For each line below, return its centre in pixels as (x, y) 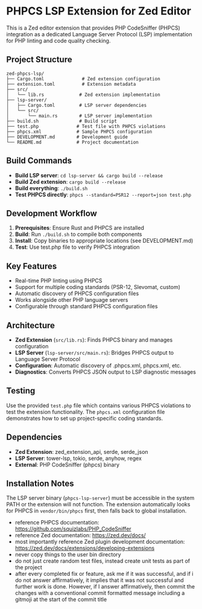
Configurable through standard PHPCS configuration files (86, 307)
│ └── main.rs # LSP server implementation (79, 116)
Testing (21, 391)
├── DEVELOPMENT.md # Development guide (67, 137)
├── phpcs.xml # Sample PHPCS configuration (79, 132)
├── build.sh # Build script (62, 121)
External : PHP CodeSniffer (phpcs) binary (67, 464)
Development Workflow (52, 213)
